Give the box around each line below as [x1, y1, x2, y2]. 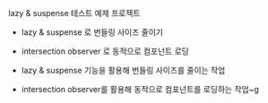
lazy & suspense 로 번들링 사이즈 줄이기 [21, 27, 163, 38]
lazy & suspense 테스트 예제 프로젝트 [8, 8, 141, 18]
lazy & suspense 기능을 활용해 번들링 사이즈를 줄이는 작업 [21, 65, 226, 75]
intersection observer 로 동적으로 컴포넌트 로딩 [21, 46, 189, 56]
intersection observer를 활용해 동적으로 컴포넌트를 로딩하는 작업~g [21, 84, 259, 94]
